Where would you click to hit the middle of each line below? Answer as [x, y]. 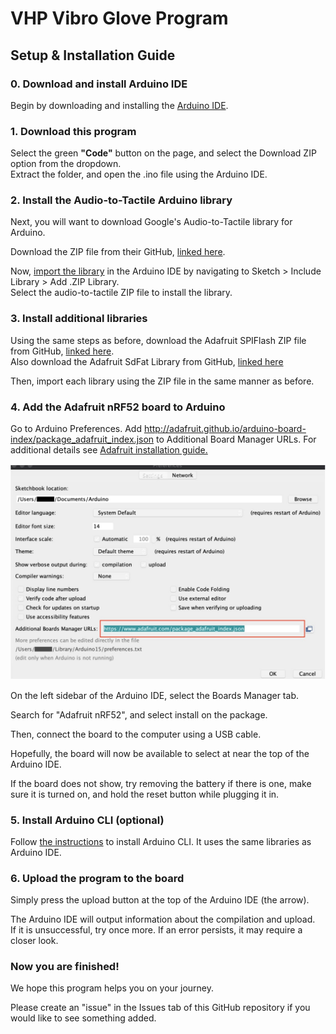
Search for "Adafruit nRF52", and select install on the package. [139, 714]
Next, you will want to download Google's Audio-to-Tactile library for [151, 222]
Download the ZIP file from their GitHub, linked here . [118, 252]
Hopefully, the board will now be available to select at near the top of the [160, 753]
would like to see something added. [83, 1018]
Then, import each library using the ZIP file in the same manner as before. [162, 381]
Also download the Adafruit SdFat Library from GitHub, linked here [147, 361]
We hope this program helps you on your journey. [112, 988]
